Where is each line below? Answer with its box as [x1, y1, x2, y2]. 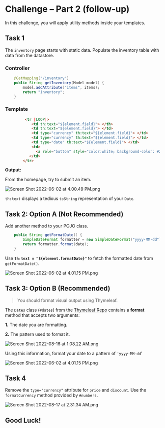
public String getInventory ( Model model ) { [14, 80, 105, 85]
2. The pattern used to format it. [5, 331, 70, 337]
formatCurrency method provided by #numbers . [5, 393, 98, 398]
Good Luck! [5, 416, 41, 425]
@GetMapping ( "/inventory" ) [14, 76, 69, 81]
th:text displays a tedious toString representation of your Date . [5, 196, 135, 201]
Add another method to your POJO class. [5, 223, 88, 229]
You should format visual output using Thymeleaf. [17, 297, 118, 303]
